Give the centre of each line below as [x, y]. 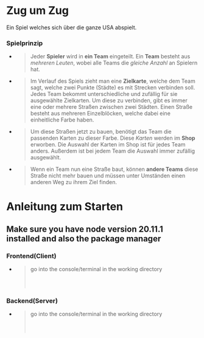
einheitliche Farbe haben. [62, 120]
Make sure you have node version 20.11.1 [85, 229]
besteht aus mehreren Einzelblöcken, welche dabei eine [100, 114]
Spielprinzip [25, 43]
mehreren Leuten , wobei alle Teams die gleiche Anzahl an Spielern [114, 63]
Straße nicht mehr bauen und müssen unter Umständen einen [108, 176]
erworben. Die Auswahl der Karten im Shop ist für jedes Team [108, 145]
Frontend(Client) [31, 256]
